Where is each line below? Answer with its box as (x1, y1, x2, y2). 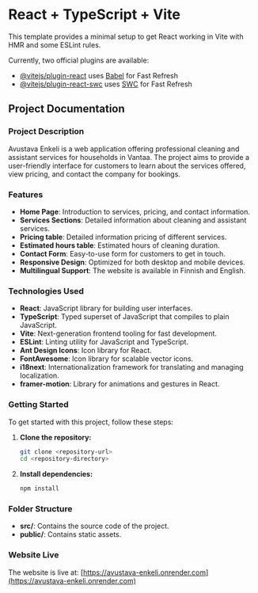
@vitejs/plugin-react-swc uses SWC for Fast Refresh (19, 79, 192, 89)
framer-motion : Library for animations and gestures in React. (19, 379, 220, 389)
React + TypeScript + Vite (8, 6, 180, 24)
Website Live (8, 549, 59, 561)
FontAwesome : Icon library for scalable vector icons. (19, 354, 194, 363)
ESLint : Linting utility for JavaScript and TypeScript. (19, 337, 188, 347)
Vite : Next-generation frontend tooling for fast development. (19, 329, 218, 338)
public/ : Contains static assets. (19, 530, 122, 539)
